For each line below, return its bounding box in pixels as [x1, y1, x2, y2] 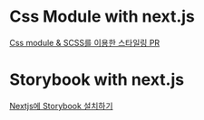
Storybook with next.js [9, 69, 184, 90]
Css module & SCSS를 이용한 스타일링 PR [9, 37, 160, 48]
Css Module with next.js [9, 6, 195, 27]
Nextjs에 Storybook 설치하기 [9, 100, 113, 111]
